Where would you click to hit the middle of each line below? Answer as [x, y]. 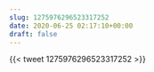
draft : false [33, 34]
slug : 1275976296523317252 [59, 17]
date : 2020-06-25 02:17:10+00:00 [71, 26]
